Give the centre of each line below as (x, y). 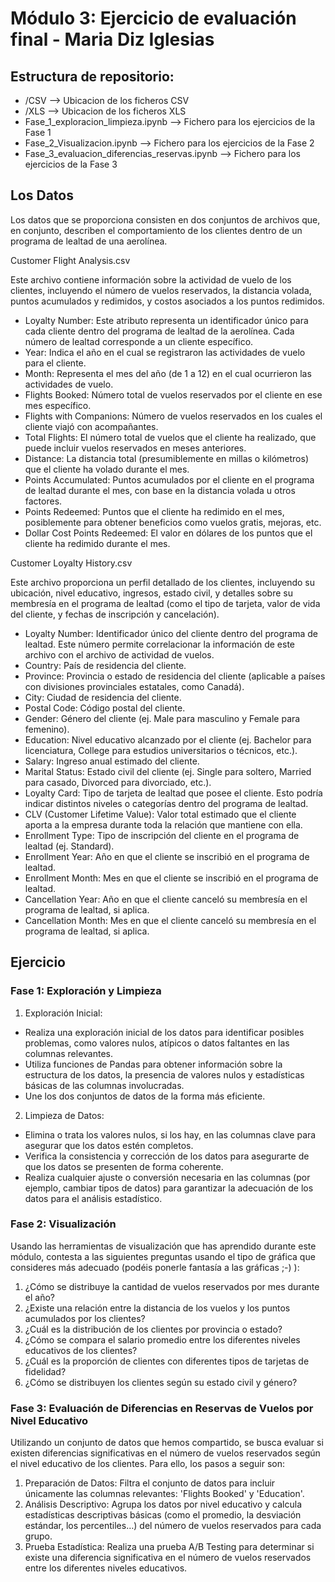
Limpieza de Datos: (64, 1115)
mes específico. (58, 405)
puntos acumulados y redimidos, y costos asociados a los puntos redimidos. (167, 301)
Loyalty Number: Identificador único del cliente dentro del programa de (171, 633)
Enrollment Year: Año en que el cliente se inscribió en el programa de (167, 856)
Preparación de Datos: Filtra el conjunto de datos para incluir (150, 1483)
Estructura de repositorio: (92, 76)
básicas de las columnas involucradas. (104, 1085)
